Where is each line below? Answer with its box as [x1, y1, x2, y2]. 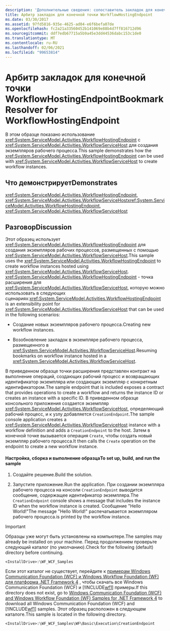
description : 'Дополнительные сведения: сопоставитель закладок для [5, 7, 153, 13]
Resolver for [5, 104, 58, 116]
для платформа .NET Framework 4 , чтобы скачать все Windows [5, 579, 143, 585]
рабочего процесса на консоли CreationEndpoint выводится [12, 487, 143, 493]
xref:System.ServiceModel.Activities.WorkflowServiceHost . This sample [5, 252, 154, 258]
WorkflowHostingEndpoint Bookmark [5, 93, 164, 104]
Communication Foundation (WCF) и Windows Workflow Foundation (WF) [5, 574, 159, 580]
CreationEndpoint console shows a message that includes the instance [12, 498, 160, 504]
